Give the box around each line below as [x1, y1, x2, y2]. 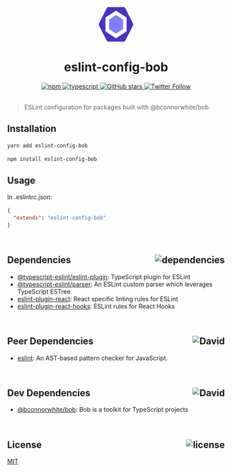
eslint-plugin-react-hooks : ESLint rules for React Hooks [17, 302, 175, 310]
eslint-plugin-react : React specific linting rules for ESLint [17, 294, 178, 303]
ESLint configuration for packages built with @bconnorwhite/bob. [23, 103, 211, 111]
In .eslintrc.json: [7, 193, 52, 201]
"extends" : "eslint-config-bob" [13, 214, 107, 222]
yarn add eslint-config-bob [7, 142, 88, 149]
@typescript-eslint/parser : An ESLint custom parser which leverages [17, 280, 213, 288]
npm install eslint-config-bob [7, 155, 97, 162]
